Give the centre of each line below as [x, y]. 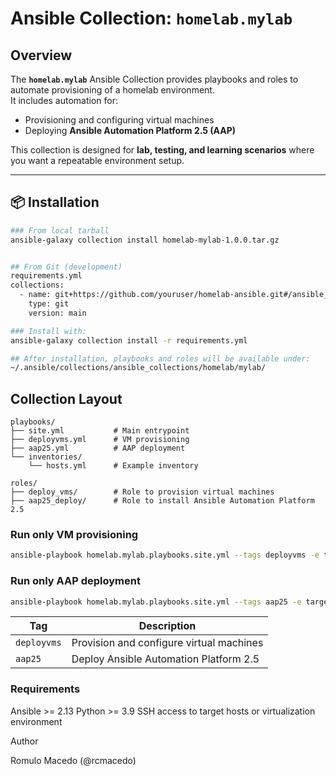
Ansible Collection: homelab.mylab [151, 18]
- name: [35, 295]
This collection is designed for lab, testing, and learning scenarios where [162, 150]
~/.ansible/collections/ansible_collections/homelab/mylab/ [138, 368]
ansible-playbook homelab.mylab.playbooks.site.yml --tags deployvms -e [165, 555]
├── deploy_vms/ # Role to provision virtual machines [142, 492]
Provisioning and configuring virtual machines [119, 120]
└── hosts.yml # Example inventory [113, 466]
